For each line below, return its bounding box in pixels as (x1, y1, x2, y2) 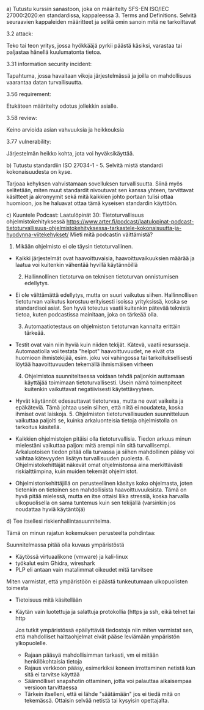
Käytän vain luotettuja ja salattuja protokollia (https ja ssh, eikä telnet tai (15, 608, 195, 615)
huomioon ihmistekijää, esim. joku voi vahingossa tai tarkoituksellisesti (15, 354, 192, 361)
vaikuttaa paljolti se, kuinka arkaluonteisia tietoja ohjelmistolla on (15, 417, 178, 424)
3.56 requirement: (6, 91, 52, 97)
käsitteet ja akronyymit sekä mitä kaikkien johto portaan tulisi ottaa (6, 193, 174, 200)
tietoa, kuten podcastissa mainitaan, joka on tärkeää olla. (15, 311, 159, 318)
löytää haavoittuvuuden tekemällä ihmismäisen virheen (15, 361, 154, 368)
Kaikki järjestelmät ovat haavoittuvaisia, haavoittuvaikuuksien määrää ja (15, 255, 195, 262)
